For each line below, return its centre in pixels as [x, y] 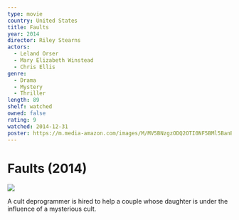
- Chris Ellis [34, 67]
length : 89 [23, 100]
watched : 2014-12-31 [38, 126]
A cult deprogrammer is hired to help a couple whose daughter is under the [118, 201]
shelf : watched [30, 107]
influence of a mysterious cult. [52, 209]
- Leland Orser [36, 54]
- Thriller [30, 93]
